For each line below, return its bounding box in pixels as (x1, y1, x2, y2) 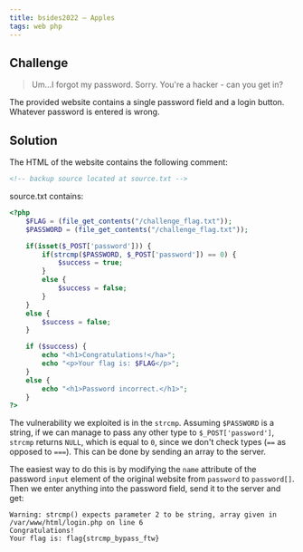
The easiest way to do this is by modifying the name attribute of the (9, 464, 257, 475)
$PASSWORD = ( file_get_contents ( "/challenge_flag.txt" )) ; (25, 225, 249, 234)
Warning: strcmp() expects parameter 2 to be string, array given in (9, 510, 278, 519)
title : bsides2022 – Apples (9, 13, 116, 23)
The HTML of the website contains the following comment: (9, 157, 228, 168)
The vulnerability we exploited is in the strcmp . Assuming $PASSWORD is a (9, 418, 274, 429)
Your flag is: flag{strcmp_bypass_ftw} (9, 534, 160, 544)
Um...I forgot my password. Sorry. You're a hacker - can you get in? (31, 79, 283, 91)
